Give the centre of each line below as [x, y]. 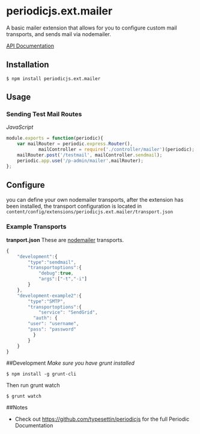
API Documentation [30, 46]
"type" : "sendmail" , [52, 262]
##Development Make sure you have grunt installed [71, 363]
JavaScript [20, 127]
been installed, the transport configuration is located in [74, 206]
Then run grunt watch [33, 385]
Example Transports [36, 227]
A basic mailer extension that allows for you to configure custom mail [92, 28]
